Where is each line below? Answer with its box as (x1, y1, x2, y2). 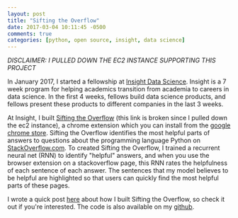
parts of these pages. (7, 181, 70, 190)
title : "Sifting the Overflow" (7, 17, 100, 24)
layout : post (7, 10, 46, 18)
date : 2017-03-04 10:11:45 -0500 (7, 23, 106, 30)
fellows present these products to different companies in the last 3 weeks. (7, 100, 224, 108)
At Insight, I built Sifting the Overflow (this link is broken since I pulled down (7, 114, 228, 122)
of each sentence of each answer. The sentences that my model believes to (7, 166, 229, 175)
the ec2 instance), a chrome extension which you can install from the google (7, 121, 231, 130)
